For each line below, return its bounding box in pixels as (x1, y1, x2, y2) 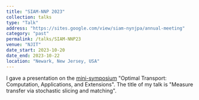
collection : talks (6, 14, 52, 20)
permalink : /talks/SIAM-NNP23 (6, 36, 82, 42)
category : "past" (6, 31, 49, 37)
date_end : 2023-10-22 (6, 53, 60, 59)
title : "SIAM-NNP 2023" (6, 8, 66, 15)
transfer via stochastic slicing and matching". (6, 87, 117, 94)
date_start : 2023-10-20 (6, 47, 66, 53)
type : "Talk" (6, 20, 39, 25)
